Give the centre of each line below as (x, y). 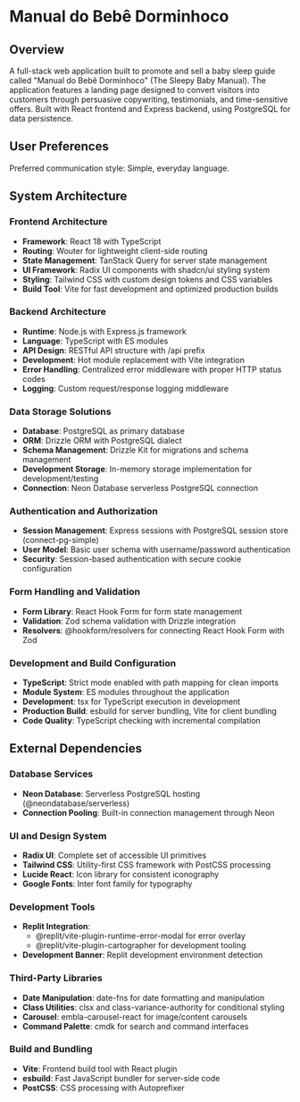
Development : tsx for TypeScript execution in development (131, 701)
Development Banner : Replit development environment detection (142, 955)
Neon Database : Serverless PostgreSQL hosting (111, 793)
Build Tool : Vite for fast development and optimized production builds (150, 289)
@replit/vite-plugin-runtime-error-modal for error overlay (140, 936)
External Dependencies (76, 749)
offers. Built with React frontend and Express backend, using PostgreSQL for (150, 109)
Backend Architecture (58, 312)
